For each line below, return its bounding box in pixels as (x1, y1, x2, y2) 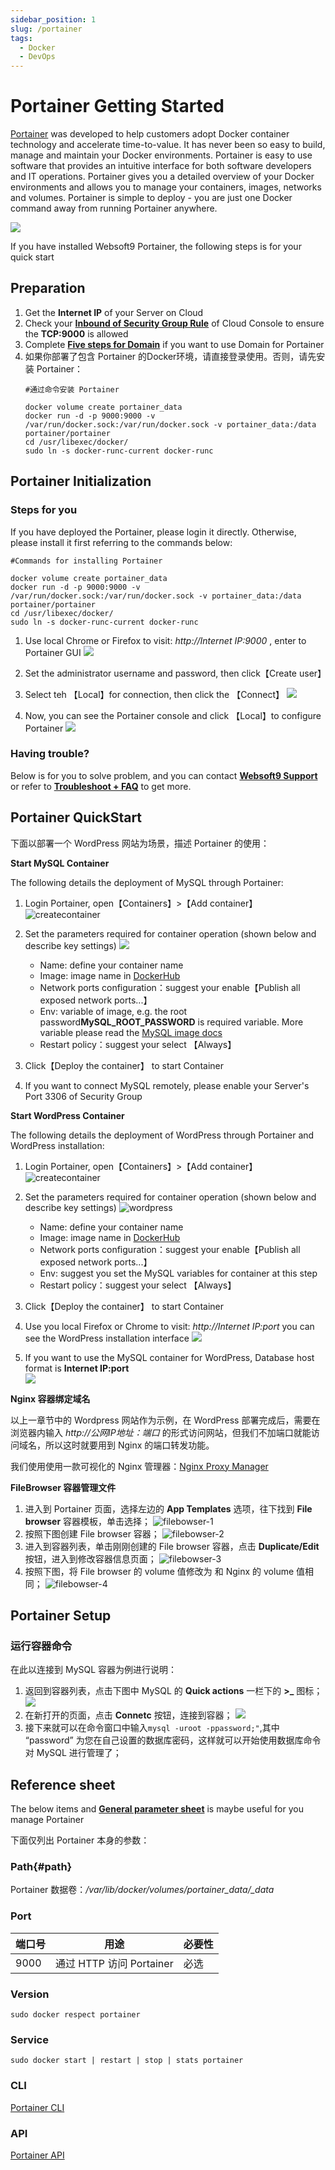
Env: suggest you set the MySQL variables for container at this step (39, 1267, 318, 1279)
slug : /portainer (10, 24, 83, 34)
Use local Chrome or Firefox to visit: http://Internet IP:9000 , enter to (24, 634, 307, 646)
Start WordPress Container (10, 1109, 125, 1121)
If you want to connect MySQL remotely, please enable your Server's (24, 1079, 310, 1091)
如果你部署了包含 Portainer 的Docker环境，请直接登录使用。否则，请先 (24, 350, 317, 362)
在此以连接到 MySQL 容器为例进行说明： (10, 1664, 178, 1676)
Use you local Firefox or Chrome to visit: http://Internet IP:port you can (24, 1320, 315, 1332)
